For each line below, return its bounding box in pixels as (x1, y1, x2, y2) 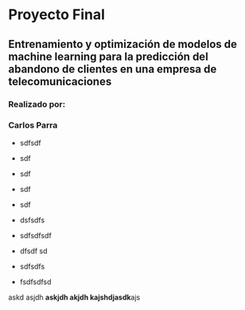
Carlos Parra (8, 120, 58, 131)
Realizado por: (8, 98, 66, 109)
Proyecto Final (8, 6, 106, 24)
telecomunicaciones (8, 74, 112, 88)
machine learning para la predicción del (8, 49, 208, 63)
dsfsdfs (19, 215, 45, 225)
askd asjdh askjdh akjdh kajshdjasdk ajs (8, 292, 141, 302)
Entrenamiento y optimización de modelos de (8, 37, 237, 51)
